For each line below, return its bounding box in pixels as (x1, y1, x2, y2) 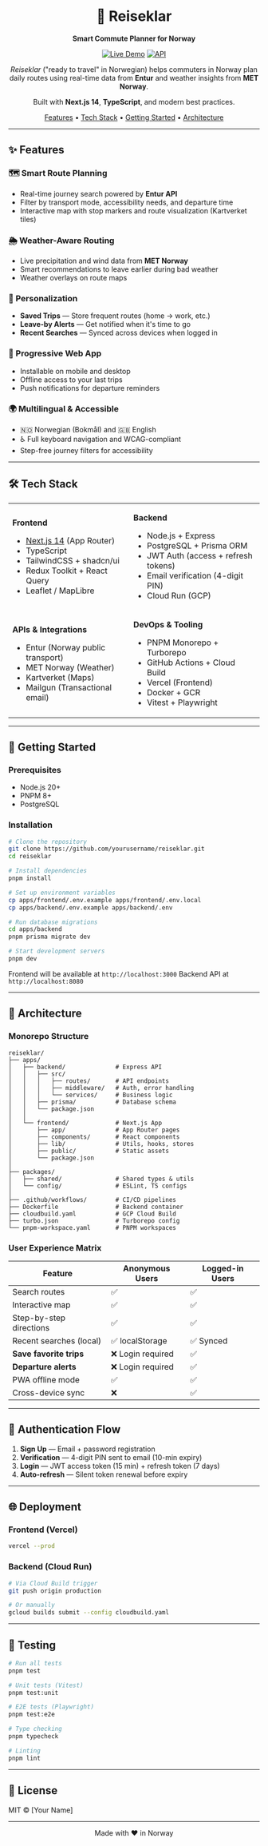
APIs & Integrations (12, 623, 88, 635)
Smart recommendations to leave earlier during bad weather (19, 264, 219, 274)
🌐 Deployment (8, 1500, 81, 1514)
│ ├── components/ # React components (8, 1132, 180, 1141)
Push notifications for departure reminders (19, 383, 160, 392)
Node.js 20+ (19, 782, 61, 792)
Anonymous (123, 1263, 171, 1274)
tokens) (147, 559, 175, 571)
